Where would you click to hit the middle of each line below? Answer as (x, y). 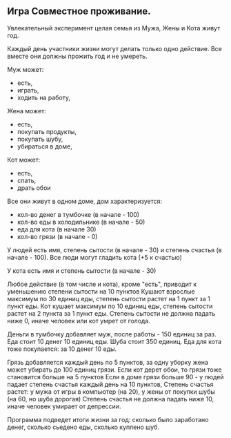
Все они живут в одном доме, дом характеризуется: (85, 201)
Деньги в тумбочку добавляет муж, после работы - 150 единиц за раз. (112, 334)
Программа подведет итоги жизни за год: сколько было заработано (108, 419)
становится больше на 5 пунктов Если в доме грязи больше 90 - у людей (115, 377)
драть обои (34, 188)
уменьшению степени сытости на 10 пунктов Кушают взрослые (101, 291)
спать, (27, 180)
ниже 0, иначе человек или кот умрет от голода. (79, 321)
